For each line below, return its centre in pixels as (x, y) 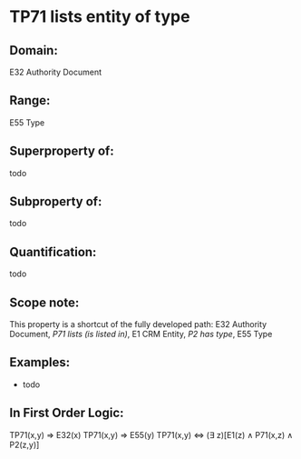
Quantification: (53, 252)
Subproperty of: (56, 202)
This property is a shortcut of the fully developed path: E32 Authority (138, 324)
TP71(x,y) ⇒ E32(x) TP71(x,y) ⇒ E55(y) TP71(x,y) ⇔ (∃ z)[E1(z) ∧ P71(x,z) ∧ (151, 434)
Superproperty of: (62, 151)
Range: (30, 100)
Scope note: (44, 302)
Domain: (34, 50)
